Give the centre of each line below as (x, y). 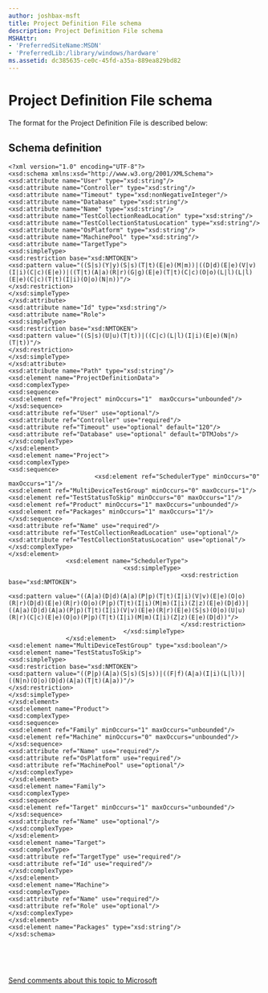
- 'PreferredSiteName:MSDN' (55, 46)
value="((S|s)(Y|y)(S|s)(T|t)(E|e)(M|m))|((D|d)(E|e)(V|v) (156, 265)
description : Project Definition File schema (85, 31)
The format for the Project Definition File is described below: (108, 122)
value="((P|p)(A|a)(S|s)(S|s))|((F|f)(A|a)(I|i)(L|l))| (150, 674)
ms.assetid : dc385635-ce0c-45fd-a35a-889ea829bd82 (95, 61)
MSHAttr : (23, 38)
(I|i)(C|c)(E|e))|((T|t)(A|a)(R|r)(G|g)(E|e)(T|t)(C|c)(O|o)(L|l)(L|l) (130, 272)
